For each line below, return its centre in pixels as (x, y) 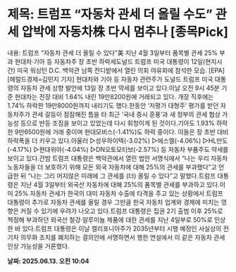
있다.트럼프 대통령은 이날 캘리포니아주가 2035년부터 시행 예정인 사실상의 (122, 228)
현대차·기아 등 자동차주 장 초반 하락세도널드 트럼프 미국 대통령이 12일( (110, 61)
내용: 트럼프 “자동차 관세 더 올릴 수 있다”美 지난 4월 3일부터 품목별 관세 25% (113, 53)
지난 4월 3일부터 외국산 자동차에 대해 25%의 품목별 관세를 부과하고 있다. (120, 184)
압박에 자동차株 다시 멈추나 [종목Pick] (125, 32)
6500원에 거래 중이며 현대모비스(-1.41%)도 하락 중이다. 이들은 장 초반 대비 (126, 131)
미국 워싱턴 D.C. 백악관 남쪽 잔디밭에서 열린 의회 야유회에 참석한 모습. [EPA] (121, 70)
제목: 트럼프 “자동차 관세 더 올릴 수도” (110, 14)
